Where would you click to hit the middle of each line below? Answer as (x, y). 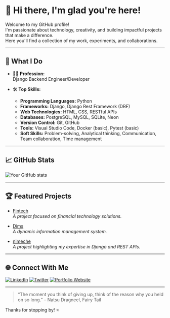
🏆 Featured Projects (38, 196)
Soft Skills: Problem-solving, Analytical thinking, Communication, (88, 133)
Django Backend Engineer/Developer (51, 79)
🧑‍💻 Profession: (29, 74)
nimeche (22, 241)
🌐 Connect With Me (37, 267)
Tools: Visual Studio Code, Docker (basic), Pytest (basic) (79, 128)
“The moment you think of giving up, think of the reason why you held (90, 295)
